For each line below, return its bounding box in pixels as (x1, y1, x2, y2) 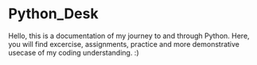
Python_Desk (8, 5, 99, 23)
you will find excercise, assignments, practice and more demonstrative (8, 39, 240, 48)
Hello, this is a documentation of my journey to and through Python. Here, (8, 31, 250, 40)
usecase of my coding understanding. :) (8, 48, 139, 57)
